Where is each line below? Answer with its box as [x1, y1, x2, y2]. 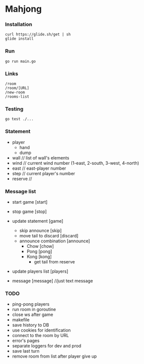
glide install [5, 36, 34, 41]
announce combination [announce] [19, 238, 90, 244]
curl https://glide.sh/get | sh [5, 32, 71, 37]
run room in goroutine [12, 307, 56, 312]
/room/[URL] [5, 86, 29, 91]
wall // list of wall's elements [12, 155, 69, 160]
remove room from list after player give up [12, 353, 97, 359]
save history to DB [12, 322, 49, 328]
